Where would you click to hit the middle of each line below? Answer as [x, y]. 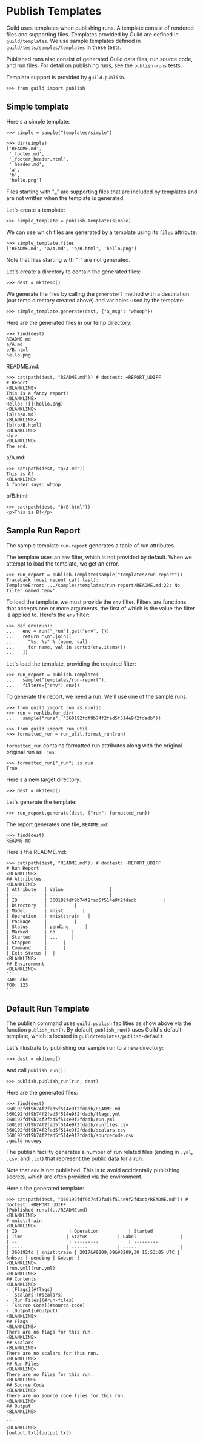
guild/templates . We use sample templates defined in [74, 41]
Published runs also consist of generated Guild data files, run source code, [99, 59]
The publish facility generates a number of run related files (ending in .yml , [100, 1152]
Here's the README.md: [37, 852]
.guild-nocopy [24, 1141]
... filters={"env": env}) [43, 685]
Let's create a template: [36, 210]
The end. [17, 446]
